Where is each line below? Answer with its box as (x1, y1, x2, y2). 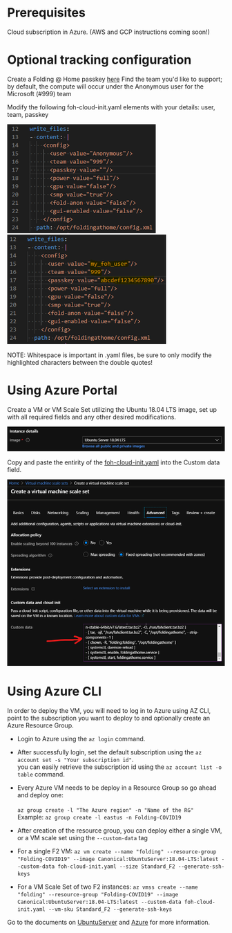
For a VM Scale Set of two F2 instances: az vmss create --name (17, 882, 198, 891)
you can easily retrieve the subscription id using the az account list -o (17, 763, 222, 771)
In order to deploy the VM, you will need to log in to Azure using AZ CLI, (7, 706, 211, 714)
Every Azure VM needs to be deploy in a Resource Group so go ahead (17, 783, 217, 792)
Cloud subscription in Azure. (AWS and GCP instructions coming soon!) (7, 28, 211, 36)
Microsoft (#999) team (7, 89, 72, 98)
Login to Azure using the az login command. (17, 734, 146, 743)
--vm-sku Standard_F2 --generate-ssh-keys (48, 905, 173, 913)
